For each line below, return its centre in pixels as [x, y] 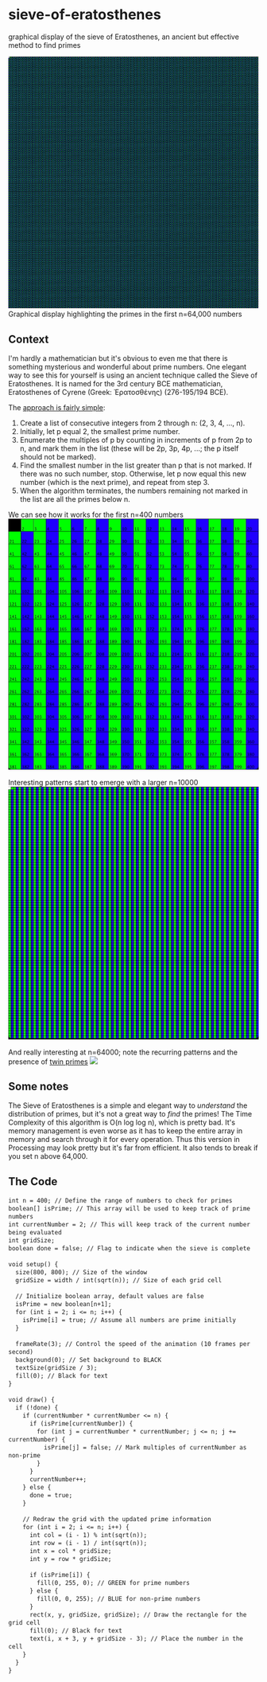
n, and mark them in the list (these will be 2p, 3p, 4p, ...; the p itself [129, 448]
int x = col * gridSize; [70, 1551]
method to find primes [44, 45]
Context [29, 339]
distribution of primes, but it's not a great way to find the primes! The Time [130, 1114]
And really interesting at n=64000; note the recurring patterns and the [123, 1052]
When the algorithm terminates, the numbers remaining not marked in [133, 491]
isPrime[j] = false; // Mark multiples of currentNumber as [145, 1448]
